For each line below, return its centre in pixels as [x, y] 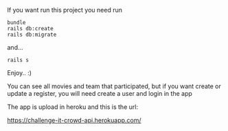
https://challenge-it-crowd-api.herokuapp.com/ [75, 120]
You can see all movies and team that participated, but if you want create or [114, 86]
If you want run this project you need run [65, 10]
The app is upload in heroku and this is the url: [73, 107]
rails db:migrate [32, 34]
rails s [18, 60]
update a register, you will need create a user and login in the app [100, 93]
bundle [16, 23]
